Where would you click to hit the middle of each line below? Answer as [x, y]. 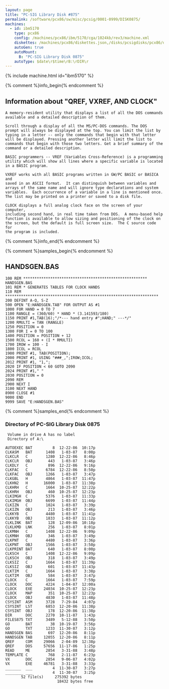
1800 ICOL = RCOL [23, 349]
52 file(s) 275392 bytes [51, 677]
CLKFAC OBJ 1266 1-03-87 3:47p [50, 474]
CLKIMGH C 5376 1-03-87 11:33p [50, 497]
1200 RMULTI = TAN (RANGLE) [35, 322]
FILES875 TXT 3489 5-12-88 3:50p [50, 620]
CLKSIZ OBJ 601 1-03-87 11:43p [50, 567]
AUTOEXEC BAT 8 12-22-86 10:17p [50, 448]
